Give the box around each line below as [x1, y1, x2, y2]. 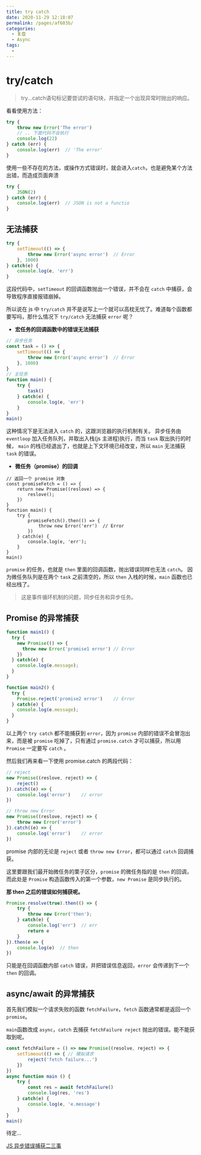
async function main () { [6, 1073, 71, 1079]
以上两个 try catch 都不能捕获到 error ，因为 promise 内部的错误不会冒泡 [6, 730, 185, 737]
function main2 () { [6, 685, 55, 691]
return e [28, 928, 50, 934]
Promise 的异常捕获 [6, 613, 79, 623]
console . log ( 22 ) [17, 136, 58, 142]
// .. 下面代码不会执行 [17, 130, 69, 136]
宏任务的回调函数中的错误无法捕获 [14, 326, 99, 333]
